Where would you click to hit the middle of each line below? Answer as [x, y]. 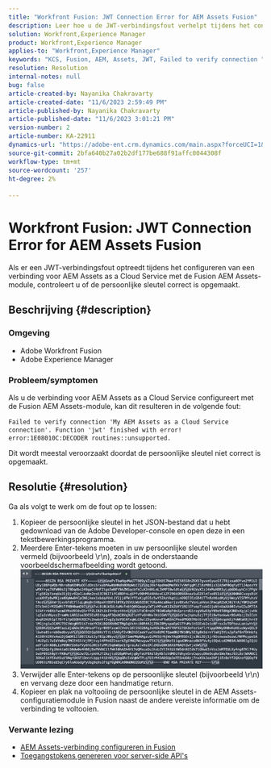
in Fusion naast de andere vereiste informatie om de [173, 700]
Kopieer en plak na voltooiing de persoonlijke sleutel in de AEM [125, 691]
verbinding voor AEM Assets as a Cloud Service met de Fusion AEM [121, 276]
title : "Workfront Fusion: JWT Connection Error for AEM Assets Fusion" [133, 17]
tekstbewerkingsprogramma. [68, 539]
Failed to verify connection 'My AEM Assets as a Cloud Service [119, 422]
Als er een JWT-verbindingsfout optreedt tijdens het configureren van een [132, 268]
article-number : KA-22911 [52, 136]
